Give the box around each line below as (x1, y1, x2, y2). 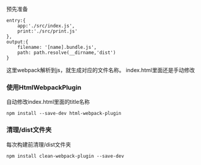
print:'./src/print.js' (17, 28, 78, 34)
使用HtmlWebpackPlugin (6, 83, 82, 92)
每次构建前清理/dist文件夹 (6, 141, 71, 148)
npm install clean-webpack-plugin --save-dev (6, 153, 124, 159)
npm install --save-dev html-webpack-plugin (6, 111, 122, 117)
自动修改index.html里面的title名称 (6, 98, 90, 106)
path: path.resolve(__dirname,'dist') (17, 50, 116, 56)
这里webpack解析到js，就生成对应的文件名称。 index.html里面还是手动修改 (6, 67, 196, 73)
